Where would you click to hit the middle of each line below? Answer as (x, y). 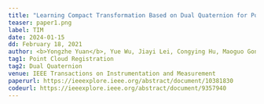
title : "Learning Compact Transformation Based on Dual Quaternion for (128, 15)
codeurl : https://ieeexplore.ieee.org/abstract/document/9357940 (117, 88)
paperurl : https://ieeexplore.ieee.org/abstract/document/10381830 (121, 81)
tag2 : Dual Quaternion (45, 66)
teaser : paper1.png (40, 23)
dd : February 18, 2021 (45, 45)
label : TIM (26, 30)
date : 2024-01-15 (37, 37)
